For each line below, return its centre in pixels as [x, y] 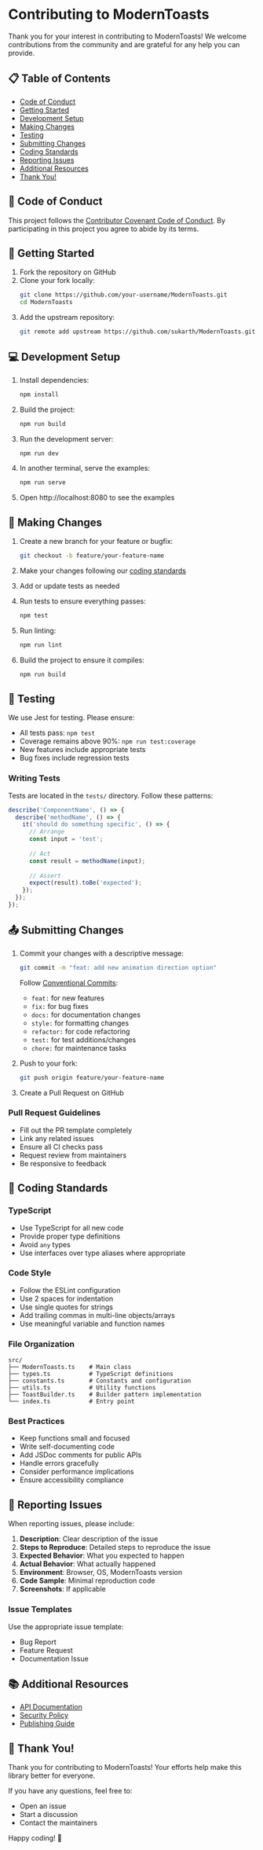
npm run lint [41, 645]
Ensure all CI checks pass [61, 1147]
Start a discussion [49, 1815]
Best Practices [37, 1422]
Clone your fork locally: [57, 281]
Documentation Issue [54, 1658]
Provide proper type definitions [70, 1236]
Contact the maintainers [58, 1823]
